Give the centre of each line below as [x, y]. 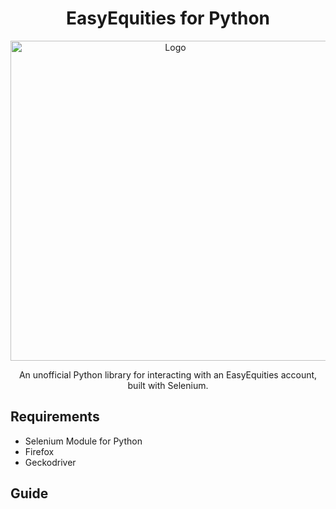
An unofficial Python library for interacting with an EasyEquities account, [168, 374]
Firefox [39, 451]
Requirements [55, 417]
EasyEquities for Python [168, 18]
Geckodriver [50, 462]
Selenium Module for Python [83, 441]
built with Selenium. [168, 385]
